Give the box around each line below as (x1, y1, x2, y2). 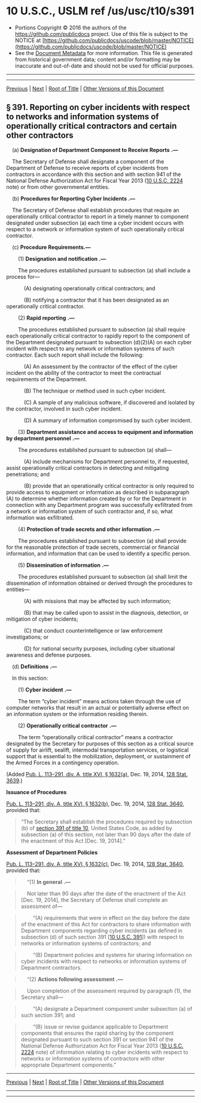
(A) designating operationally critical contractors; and (23, 284, 156, 291)
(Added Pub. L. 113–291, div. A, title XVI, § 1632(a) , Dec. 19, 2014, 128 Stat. (6, 770, 188, 777)
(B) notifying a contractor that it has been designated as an (23, 296, 169, 303)
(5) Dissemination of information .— (17, 561, 109, 569)
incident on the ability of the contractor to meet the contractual (6, 369, 162, 376)
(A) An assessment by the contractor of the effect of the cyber (23, 363, 178, 370)
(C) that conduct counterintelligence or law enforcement (23, 627, 163, 634)
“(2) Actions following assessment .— (26, 976, 123, 983)
